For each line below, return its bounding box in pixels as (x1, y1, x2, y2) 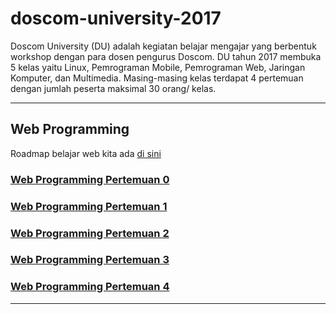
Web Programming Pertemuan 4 (10, 280, 170, 294)
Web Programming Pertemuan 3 (10, 253, 170, 267)
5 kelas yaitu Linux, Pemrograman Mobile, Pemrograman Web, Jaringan (10, 61, 306, 73)
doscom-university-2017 (10, 7, 222, 30)
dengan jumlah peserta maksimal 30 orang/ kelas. (10, 82, 217, 94)
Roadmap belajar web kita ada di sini (10, 147, 162, 159)
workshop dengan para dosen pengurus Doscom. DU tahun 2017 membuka (10, 50, 322, 62)
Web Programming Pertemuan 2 (10, 226, 170, 240)
